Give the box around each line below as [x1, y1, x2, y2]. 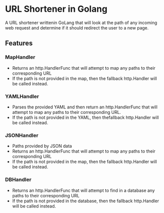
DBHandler [5, 176, 32, 183]
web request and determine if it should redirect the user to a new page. [5, 25, 149, 30]
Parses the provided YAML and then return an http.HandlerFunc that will [12, 104, 158, 110]
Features [5, 39, 33, 48]
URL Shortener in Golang [5, 3, 108, 15]
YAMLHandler [5, 93, 39, 100]
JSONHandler [5, 132, 39, 138]
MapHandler [5, 54, 36, 61]
